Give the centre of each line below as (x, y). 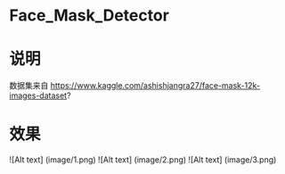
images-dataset (38, 95)
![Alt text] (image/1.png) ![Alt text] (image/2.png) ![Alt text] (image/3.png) (143, 160)
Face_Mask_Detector (89, 16)
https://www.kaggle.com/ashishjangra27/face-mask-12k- (155, 86)
